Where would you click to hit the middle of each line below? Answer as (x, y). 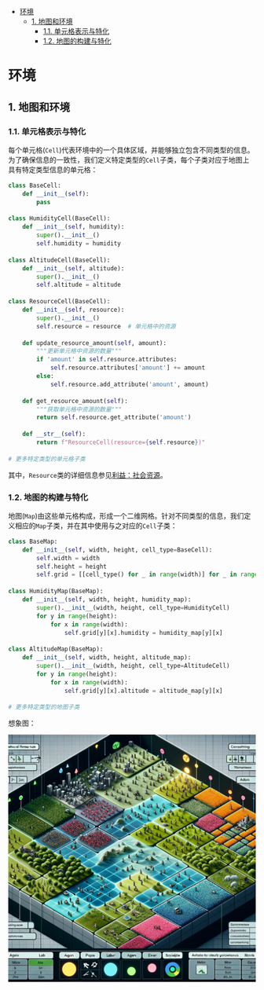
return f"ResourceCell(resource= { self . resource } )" (121, 442)
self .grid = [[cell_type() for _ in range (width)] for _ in (137, 575)
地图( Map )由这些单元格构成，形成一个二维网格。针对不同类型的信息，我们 (126, 515)
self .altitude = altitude (79, 285)
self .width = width (68, 558)
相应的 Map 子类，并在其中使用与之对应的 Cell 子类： (96, 526)
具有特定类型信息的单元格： (53, 169)
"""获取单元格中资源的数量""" (79, 409)
